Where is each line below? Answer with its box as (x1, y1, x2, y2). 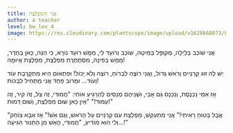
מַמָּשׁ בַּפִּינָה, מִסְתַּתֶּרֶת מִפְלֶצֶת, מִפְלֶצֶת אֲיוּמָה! (7, 56, 126, 64)
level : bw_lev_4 (7, 23, 54, 30)
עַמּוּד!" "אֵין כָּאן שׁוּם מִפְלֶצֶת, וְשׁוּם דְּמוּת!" (7, 98, 113, 106)
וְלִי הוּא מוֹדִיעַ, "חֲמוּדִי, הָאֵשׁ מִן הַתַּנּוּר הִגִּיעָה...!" (7, 118, 128, 127)
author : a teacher (7, 17, 60, 24)
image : (7, 29, 26, 37)
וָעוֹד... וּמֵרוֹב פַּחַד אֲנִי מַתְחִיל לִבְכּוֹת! (7, 77, 99, 85)
